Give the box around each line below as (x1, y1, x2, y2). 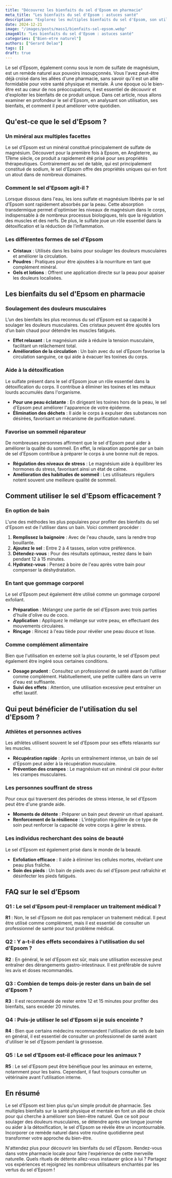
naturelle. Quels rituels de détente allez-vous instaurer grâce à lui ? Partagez (5, 1156, 167, 1162)
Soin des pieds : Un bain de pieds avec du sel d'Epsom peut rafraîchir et (12, 867, 166, 873)
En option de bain (5, 507, 50, 514)
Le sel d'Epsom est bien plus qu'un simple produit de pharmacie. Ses (5, 1102, 152, 1109)
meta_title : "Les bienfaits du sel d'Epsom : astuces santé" (5, 12, 139, 17)
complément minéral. (12, 264, 58, 270)
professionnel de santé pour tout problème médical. (5, 925, 115, 932)
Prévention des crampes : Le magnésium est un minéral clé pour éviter (12, 766, 164, 772)
